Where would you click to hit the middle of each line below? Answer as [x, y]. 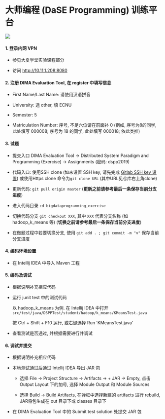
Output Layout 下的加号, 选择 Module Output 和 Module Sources [84, 384]
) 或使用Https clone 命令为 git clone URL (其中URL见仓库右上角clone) [87, 178]
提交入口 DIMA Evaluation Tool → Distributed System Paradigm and [81, 155]
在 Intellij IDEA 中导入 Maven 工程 [46, 263]
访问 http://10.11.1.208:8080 [40, 71]
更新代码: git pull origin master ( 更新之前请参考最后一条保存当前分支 [84, 189]
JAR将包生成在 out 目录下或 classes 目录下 [63, 401]
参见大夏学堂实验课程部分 [38, 60]
